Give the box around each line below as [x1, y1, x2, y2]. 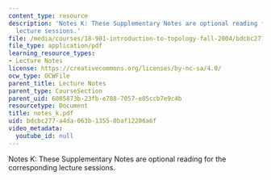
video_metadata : [8, 124, 63, 132]
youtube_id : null [15, 132, 74, 140]
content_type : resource [8, 11, 89, 20]
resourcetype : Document [8, 102, 89, 110]
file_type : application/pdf [8, 42, 103, 50]
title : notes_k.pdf [8, 110, 74, 118]
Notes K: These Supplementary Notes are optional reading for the [8, 154, 227, 164]
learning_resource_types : [8, 49, 95, 57]
